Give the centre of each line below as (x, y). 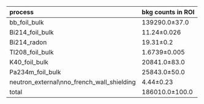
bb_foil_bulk (27, 22)
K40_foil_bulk (29, 62)
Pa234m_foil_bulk (35, 72)
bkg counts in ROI (168, 12)
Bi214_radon (28, 42)
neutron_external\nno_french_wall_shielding (73, 82)
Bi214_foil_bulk (32, 32)
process (21, 12)
